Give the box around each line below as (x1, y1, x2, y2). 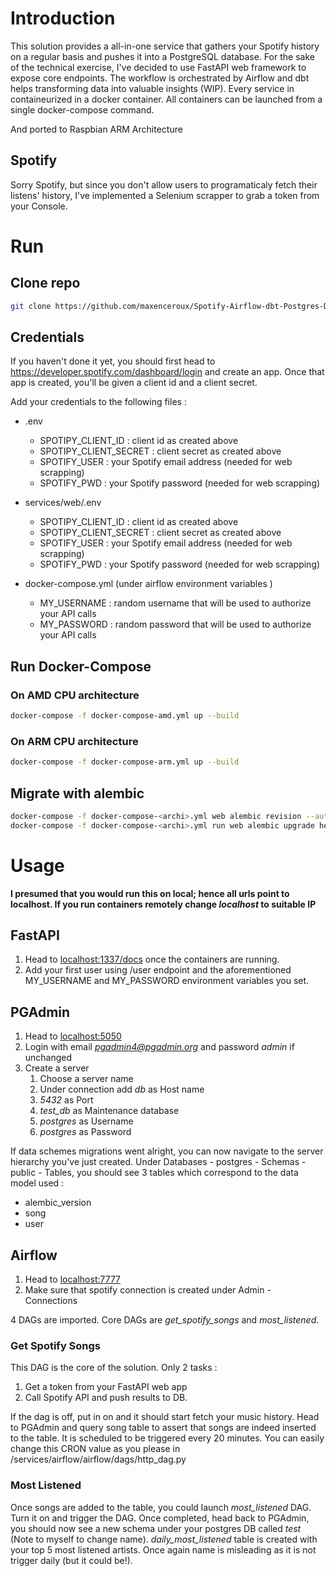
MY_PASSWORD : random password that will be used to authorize (39, 618, 312, 631)
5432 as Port (39, 1094, 94, 1106)
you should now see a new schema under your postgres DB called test (10, 1522, 302, 1534)
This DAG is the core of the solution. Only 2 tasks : (10, 1362, 218, 1374)
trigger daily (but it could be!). (10, 1554, 133, 1566)
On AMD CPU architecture (10, 688, 140, 702)
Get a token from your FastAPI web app (24, 1381, 188, 1393)
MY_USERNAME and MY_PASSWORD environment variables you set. (24, 975, 310, 987)
